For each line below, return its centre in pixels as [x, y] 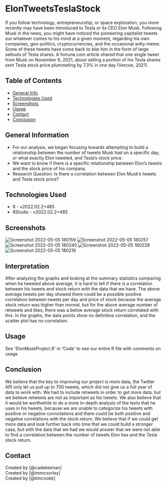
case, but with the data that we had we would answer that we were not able [83, 429]
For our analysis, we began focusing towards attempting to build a [80, 147]
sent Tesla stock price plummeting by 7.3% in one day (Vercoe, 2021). [77, 65]
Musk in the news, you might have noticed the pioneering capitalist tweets [82, 33]
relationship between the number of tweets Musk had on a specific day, [86, 152]
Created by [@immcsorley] [33, 473]
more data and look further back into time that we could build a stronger [79, 424]
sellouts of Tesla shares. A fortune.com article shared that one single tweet [82, 54]
